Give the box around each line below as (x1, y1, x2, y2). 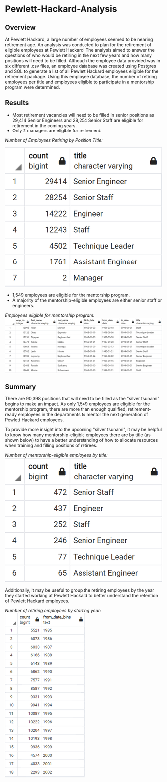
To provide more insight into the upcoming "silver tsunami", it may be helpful (5, 426, 162, 432)
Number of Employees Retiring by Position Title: (5, 137, 103, 143)
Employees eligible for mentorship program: (5, 312, 95, 318)
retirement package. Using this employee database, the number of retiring (5, 74, 157, 79)
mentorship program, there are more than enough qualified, (5, 406, 127, 412)
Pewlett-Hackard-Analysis (5, 3, 118, 15)
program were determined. (5, 84, 60, 90)
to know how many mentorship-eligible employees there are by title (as (5, 432, 151, 438)
